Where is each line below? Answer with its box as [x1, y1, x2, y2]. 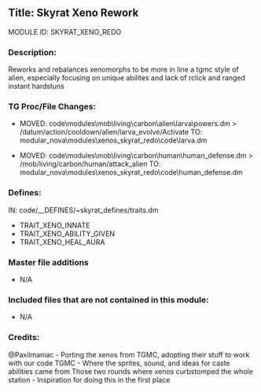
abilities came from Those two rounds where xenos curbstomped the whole [8, 366, 253, 376]
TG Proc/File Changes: [8, 102, 97, 113]
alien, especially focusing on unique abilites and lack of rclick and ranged [8, 73, 246, 83]
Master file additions [8, 257, 89, 268]
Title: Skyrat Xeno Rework [8, 6, 139, 20]
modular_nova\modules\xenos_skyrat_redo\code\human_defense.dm [19, 168, 244, 177]
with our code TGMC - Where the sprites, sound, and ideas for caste [8, 358, 230, 368]
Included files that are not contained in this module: [8, 294, 209, 305]
